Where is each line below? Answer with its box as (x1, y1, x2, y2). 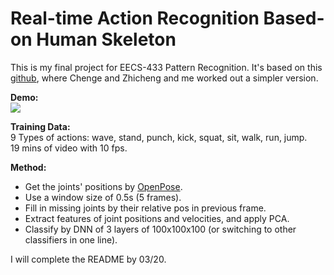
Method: (10, 161, 47, 173)
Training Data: (10, 120, 71, 132)
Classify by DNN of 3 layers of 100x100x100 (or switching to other (24, 223, 297, 235)
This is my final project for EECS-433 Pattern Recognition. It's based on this (10, 61, 323, 73)
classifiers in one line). (24, 233, 118, 246)
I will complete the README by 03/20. (10, 253, 167, 265)
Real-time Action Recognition (10, 7, 260, 30)
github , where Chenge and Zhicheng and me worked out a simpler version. (10, 72, 319, 84)
